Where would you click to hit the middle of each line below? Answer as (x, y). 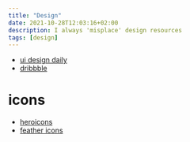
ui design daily (43, 60)
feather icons (41, 130)
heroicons (36, 122)
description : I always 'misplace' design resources (95, 30)
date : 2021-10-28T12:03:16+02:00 (63, 23)
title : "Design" (35, 15)
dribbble (33, 69)
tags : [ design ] (33, 37)
